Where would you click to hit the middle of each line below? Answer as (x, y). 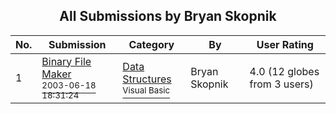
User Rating (285, 44)
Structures (147, 79)
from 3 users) (281, 84)
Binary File (66, 61)
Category (151, 44)
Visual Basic (146, 90)
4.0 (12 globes (284, 71)
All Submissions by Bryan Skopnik (168, 16)
